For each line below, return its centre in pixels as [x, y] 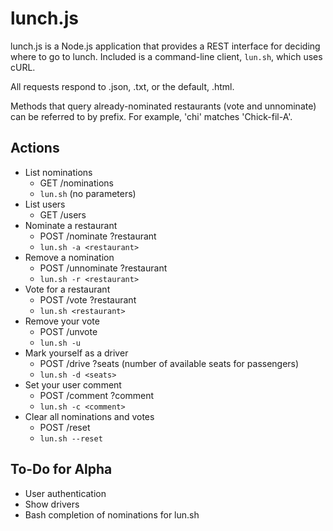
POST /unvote [68, 331]
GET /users [63, 214]
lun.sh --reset [71, 438]
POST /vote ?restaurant [88, 299]
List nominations [58, 172]
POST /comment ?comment [97, 395]
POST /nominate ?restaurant [98, 236]
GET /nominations [76, 183]
